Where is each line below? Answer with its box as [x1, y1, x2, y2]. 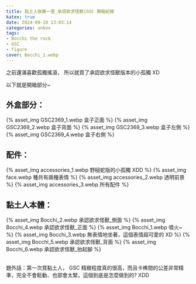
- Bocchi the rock [6, 36, 51, 41]
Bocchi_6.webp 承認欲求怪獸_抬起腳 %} [6, 246, 101, 253]
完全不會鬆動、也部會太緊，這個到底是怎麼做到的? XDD [16, 272, 149, 279]
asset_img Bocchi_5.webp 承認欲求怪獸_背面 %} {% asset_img [6, 238, 156, 245]
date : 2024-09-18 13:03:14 [6, 19, 72, 25]
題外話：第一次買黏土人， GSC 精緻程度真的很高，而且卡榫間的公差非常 [6, 264, 179, 272]
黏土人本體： [6, 200, 53, 210]
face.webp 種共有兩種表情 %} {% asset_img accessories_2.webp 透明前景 [6, 174, 185, 181]
